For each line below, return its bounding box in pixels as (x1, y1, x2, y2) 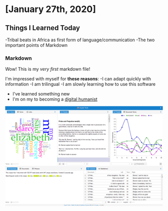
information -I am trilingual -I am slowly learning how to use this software (5, 81, 156, 87)
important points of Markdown (5, 42, 68, 48)
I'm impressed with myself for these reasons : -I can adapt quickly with (5, 76, 151, 82)
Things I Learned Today (5, 24, 80, 32)
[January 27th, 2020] (5, 4, 96, 15)
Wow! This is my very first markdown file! (5, 66, 90, 72)
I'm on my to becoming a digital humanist (12, 96, 97, 102)
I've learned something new (12, 91, 70, 97)
